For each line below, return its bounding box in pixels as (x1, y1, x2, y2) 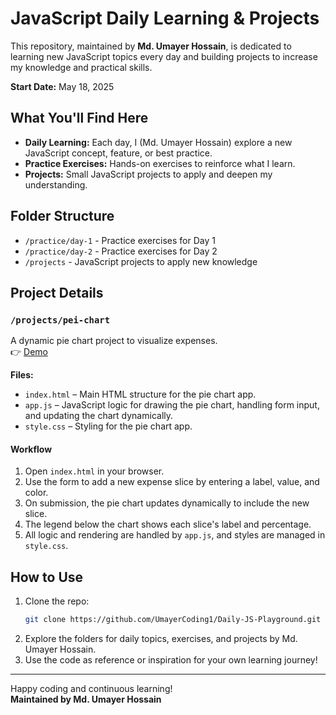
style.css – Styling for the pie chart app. (24, 420, 193, 432)
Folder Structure (10, 208, 115, 225)
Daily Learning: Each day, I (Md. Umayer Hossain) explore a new (24, 136, 293, 148)
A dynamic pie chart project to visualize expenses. (10, 335, 218, 347)
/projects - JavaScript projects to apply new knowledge (24, 255, 258, 267)
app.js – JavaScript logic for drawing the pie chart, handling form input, (24, 399, 320, 411)
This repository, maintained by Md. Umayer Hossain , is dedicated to (10, 40, 292, 52)
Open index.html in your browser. (24, 465, 165, 477)
